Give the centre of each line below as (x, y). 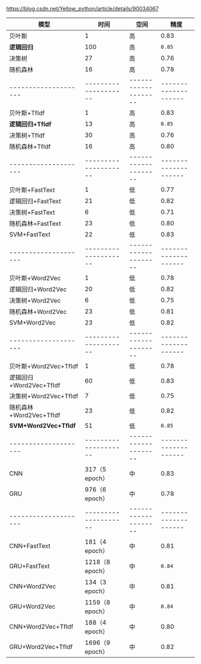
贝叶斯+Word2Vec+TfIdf (44, 366)
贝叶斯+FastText (32, 190)
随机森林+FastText (35, 224)
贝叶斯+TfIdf (27, 113)
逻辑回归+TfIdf (31, 124)
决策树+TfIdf (27, 135)
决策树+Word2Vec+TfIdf (44, 396)
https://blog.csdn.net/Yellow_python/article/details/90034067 (83, 9)
